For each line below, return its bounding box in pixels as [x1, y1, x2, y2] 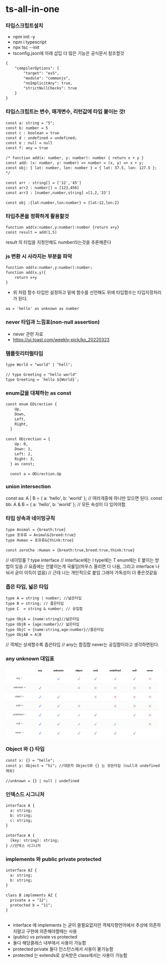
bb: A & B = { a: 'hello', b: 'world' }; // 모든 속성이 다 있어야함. [5, 501, 127, 507]
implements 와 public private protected [5, 855, 101, 862]
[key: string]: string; [10, 838, 59, 843]
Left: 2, [14, 452, 33, 457]
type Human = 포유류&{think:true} [5, 538, 74, 543]
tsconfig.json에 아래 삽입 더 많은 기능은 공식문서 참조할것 [12, 50, 125, 56]
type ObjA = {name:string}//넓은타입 [5, 617, 80, 622]
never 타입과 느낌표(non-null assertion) [5, 319, 100, 326]
